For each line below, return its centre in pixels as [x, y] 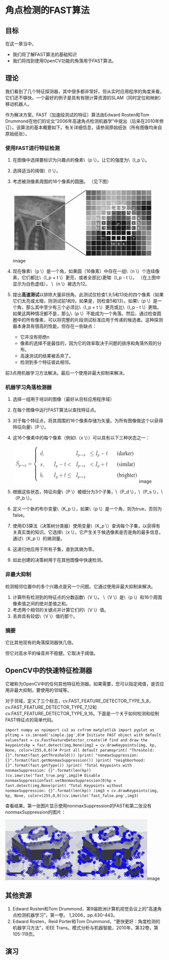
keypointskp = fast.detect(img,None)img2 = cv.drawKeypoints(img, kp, [81, 745]
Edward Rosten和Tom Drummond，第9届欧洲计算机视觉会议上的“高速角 [87, 908]
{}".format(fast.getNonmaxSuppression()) [49, 760]
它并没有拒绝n [35, 337]
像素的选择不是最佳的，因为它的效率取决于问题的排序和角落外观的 [89, 343]
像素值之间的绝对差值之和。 [41, 603]
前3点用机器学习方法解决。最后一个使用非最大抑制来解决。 [66, 373]
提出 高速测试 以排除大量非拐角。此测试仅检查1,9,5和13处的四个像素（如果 [88, 295]
